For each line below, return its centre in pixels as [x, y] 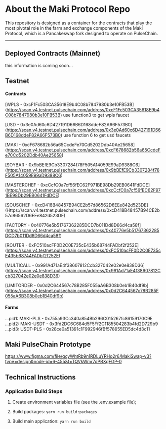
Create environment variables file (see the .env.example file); [74, 402]
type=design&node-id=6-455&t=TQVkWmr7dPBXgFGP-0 [63, 362]
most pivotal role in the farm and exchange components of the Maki [74, 28]
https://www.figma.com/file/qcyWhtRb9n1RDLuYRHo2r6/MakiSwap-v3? [78, 356]
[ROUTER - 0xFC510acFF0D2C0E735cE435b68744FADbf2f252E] [72, 245]
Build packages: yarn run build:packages [55, 412]
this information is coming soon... [39, 65]
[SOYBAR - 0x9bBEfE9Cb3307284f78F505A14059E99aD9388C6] [72, 165]
